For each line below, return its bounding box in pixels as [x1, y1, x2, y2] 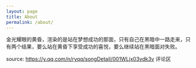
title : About [6, 14, 38, 20]
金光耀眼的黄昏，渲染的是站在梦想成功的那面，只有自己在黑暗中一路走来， [6, 36, 185, 43]
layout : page [6, 8, 38, 15]
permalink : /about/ [6, 19, 54, 25]
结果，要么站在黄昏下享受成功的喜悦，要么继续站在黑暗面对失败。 [21, 43, 180, 50]
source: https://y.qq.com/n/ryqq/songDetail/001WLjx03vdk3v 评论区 [6, 56, 171, 63]
